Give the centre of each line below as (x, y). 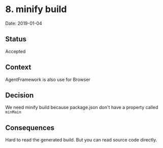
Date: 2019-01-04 (24, 23)
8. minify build (36, 9)
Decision (20, 95)
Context (18, 67)
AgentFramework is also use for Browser (48, 79)
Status (16, 39)
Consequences (30, 128)
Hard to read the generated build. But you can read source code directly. (81, 140)
